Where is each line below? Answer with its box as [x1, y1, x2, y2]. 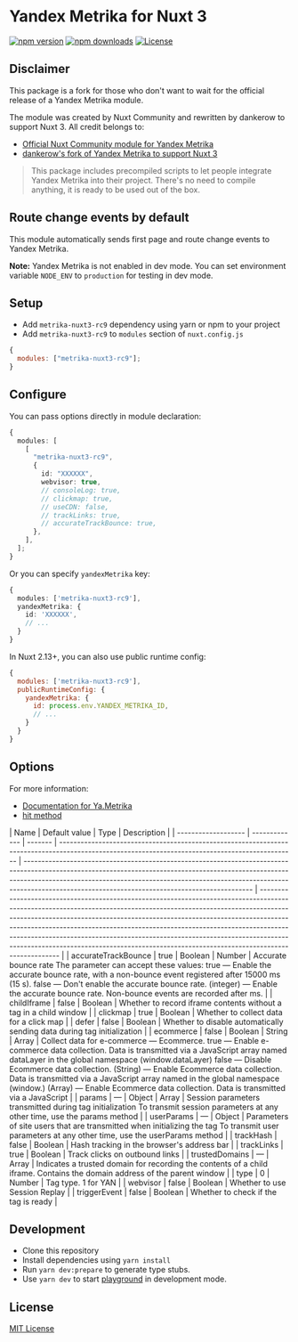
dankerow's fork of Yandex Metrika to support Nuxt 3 [21, 148, 218, 159]
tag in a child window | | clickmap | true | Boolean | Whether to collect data [9, 1006, 283, 1017]
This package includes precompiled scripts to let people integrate [30, 165, 272, 175]
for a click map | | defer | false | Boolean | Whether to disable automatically [9, 1016, 284, 1027]
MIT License [9, 1323, 55, 1334]
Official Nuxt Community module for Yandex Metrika [21, 138, 214, 149]
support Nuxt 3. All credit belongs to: [9, 121, 145, 132]
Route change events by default [9, 210, 189, 225]
